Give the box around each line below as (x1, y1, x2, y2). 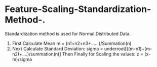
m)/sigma (12, 56, 32, 62)
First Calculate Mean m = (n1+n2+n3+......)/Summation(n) (12, 40, 132, 46)
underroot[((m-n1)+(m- (104, 45, 152, 51)
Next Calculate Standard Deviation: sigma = (12, 45, 103, 51)
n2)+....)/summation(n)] (12, 51, 61, 57)
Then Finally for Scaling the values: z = (62, 51, 144, 57)
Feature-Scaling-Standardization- (5, 3, 151, 15)
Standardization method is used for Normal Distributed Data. (5, 30, 131, 36)
